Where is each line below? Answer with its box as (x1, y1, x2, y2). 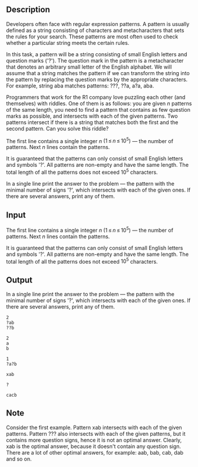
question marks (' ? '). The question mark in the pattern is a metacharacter (6, 57, 184, 64)
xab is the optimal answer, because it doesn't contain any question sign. (6, 443, 181, 450)
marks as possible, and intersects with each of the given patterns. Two (6, 112, 178, 119)
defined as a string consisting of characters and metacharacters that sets (6, 27, 184, 34)
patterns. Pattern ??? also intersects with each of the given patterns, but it (6, 430, 186, 437)
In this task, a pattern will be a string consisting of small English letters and (6, 50, 187, 58)
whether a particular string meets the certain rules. (6, 39, 130, 46)
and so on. (6, 455, 32, 462)
